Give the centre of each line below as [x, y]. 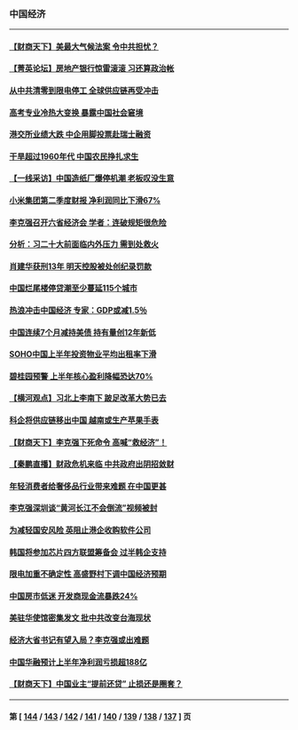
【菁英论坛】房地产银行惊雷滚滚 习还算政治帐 [92, 68]
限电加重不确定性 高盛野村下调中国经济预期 [88, 574]
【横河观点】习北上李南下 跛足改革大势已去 [88, 398]
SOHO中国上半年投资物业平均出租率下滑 [83, 354]
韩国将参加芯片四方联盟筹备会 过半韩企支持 [88, 551]
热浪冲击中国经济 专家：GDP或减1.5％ [78, 310]
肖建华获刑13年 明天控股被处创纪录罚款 [81, 266]
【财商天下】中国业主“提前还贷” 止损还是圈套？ [96, 684]
